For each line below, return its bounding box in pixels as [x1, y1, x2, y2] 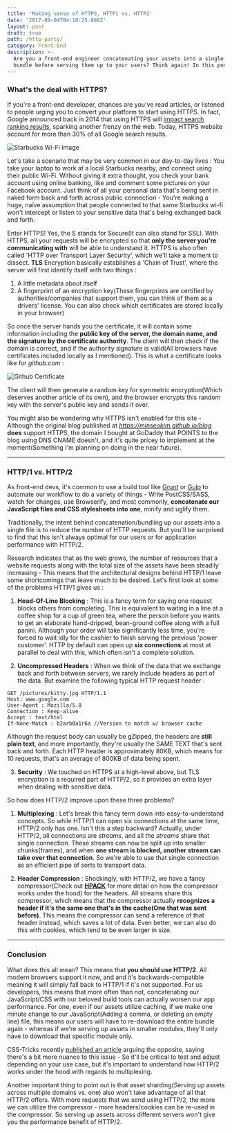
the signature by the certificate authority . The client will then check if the [7, 337, 219, 345]
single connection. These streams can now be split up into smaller [17, 839, 206, 847]
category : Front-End [7, 42, 67, 49]
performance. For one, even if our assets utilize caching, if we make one [7, 1002, 213, 1010]
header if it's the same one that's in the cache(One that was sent [17, 904, 207, 912]
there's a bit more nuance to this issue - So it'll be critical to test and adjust [7, 1053, 220, 1061]
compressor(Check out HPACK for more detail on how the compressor [17, 881, 219, 890]
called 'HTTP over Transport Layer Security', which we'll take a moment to [7, 251, 219, 259]
